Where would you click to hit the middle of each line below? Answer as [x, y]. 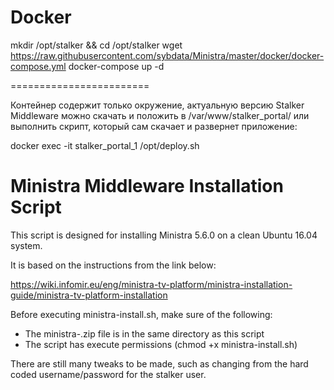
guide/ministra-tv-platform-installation [89, 295]
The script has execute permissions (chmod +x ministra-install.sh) [161, 344]
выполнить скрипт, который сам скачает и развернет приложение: [154, 126]
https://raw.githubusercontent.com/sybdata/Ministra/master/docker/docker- [167, 55]
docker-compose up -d [116, 66]
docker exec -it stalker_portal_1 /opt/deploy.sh [105, 145]
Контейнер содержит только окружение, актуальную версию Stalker [157, 105]
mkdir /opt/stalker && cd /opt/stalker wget [96, 45]
